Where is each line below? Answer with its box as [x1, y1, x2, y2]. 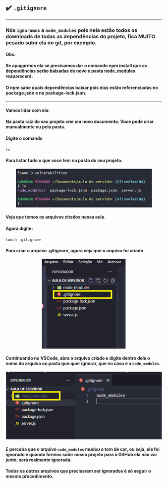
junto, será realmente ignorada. [5, 457, 72, 463]
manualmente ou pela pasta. [5, 124, 66, 130]
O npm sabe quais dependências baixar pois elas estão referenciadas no [5, 85, 158, 91]
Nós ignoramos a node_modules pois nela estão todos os [5, 26, 138, 33]
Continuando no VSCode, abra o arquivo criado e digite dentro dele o [5, 355, 150, 361]
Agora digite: [5, 225, 33, 231]
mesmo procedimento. [5, 474, 54, 480]
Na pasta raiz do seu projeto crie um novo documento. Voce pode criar [5, 118, 154, 125]
